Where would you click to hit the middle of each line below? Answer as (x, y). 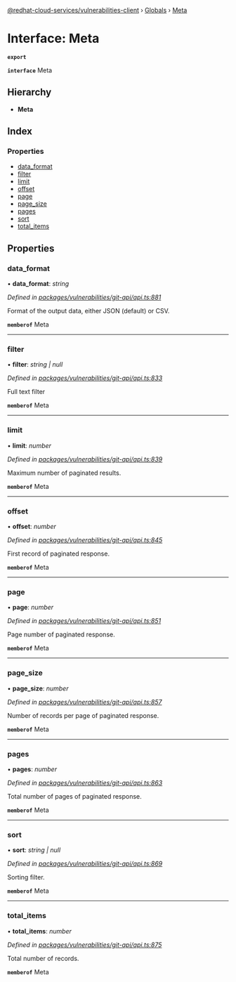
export (17, 57)
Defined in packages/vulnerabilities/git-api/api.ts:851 (84, 621)
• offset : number (32, 527)
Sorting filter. (26, 877)
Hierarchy (29, 92)
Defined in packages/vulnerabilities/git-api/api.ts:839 (85, 459)
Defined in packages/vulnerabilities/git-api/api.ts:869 (85, 864)
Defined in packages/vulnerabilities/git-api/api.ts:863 (85, 783)
